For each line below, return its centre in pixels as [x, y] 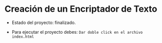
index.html [23, 37]
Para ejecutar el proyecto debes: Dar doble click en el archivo [77, 32]
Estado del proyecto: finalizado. [44, 22]
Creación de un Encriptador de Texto [81, 9]
